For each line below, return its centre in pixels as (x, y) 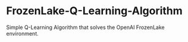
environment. (22, 33)
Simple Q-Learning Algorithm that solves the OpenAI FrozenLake (85, 27)
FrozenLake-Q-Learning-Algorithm (94, 11)
